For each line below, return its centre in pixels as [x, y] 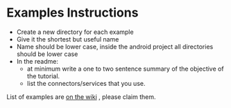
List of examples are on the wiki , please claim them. [81, 97]
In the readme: [37, 61]
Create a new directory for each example [75, 32]
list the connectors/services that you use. [86, 83]
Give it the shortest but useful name [68, 39]
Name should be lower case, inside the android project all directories [115, 46]
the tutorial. [43, 76]
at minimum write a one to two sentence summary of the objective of [125, 69]
